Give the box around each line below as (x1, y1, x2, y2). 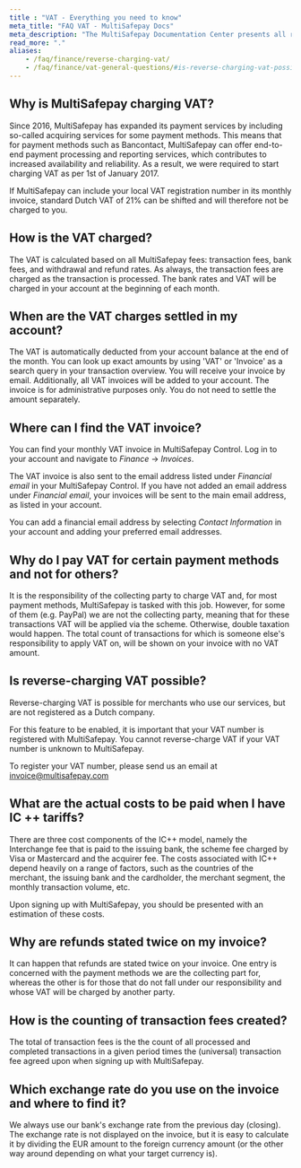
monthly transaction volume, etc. (9, 881, 131, 893)
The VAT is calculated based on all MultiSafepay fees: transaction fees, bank (9, 254, 292, 265)
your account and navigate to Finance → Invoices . (9, 454, 194, 465)
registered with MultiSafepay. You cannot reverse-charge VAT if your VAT (9, 733, 280, 745)
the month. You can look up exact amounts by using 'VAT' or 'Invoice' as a (9, 356, 283, 367)
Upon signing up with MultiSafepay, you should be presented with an (9, 899, 264, 910)
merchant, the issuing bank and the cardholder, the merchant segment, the (9, 872, 286, 883)
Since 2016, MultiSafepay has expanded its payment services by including (9, 120, 284, 131)
